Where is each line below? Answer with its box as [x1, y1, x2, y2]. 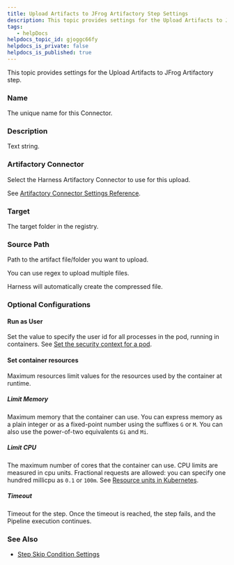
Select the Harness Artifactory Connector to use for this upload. [7, 175, 191, 183]
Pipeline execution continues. [7, 517, 92, 525]
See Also [7, 534, 38, 544]
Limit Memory [7, 395, 49, 403]
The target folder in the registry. [7, 223, 99, 231]
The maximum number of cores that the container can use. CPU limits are [7, 461, 218, 469]
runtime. [7, 379, 31, 387]
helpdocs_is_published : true [7, 50, 92, 56]
